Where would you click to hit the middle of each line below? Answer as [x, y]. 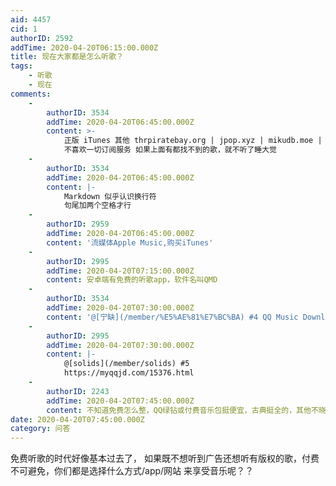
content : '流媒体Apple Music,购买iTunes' [130, 242]
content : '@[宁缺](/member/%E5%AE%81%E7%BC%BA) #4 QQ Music [172, 317]
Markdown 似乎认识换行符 [110, 196]
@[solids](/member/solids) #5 [126, 364]
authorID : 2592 [42, 38]
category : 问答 [40, 429]
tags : [21, 66]
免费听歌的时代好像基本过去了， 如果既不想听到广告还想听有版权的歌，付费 [165, 458]
